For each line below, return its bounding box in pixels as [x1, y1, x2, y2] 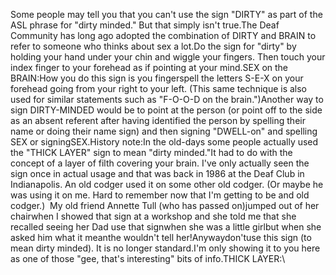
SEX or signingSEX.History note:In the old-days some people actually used [10, 136, 319, 148]
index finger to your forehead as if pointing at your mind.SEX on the [10, 62, 289, 73]
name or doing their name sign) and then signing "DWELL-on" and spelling [10, 125, 318, 137]
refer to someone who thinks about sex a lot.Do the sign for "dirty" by [10, 40, 297, 52]
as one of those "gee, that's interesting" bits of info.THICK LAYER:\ [10, 253, 286, 264]
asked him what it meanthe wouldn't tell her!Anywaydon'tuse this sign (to [10, 232, 312, 243]
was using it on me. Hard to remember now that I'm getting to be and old [10, 189, 310, 201]
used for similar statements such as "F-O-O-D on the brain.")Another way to [10, 94, 324, 105]
